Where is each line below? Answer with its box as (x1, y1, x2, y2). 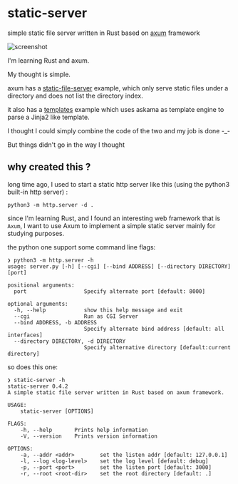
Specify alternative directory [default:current (83, 344, 232, 351)
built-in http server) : (7, 187, 68, 196)
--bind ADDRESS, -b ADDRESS (14, 319, 98, 326)
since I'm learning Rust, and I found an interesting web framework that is (7, 214, 221, 222)
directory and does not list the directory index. (7, 91, 144, 100)
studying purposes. (7, 229, 65, 237)
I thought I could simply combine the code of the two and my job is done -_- (7, 126, 230, 135)
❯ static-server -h (7, 376, 66, 383)
